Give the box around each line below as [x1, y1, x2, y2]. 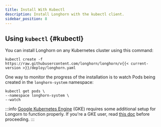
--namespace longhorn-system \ [5, 93, 69, 98]
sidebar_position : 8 [5, 16, 48, 21]
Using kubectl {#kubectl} [5, 34, 84, 43]
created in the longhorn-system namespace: [5, 79, 94, 85]
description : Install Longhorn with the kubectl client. [5, 12, 125, 17]
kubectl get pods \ [5, 89, 45, 94]
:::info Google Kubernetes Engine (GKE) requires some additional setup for [5, 106, 156, 112]
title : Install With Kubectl [5, 7, 65, 12]
